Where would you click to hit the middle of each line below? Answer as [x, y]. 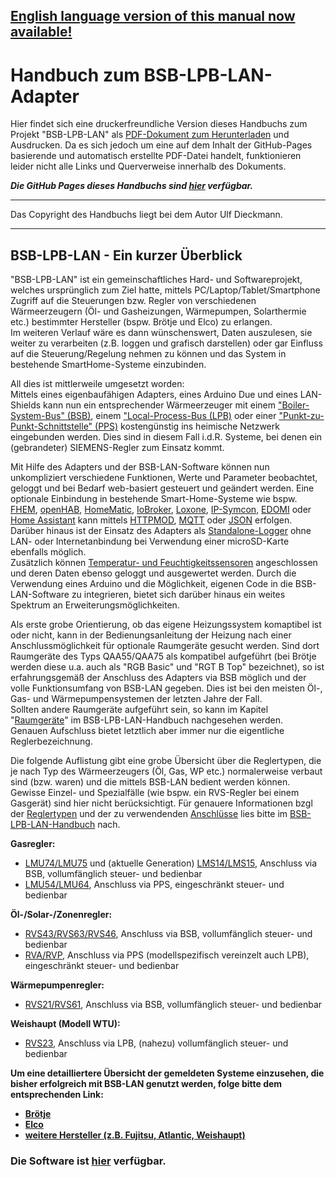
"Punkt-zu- [301, 416]
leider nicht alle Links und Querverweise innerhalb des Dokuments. [148, 166]
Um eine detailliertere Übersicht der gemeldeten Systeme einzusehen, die [167, 1073]
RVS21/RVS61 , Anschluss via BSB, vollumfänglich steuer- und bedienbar [173, 1005]
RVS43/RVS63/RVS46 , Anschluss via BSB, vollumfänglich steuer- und [168, 934]
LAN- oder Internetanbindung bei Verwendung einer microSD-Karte [150, 541]
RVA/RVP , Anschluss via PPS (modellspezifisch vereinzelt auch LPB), [167, 955]
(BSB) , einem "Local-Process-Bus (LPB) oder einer [171, 416]
